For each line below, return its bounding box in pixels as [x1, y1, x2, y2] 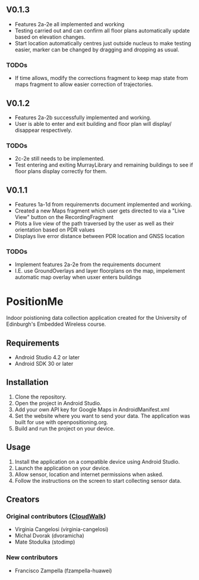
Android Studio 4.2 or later [14, 354, 80, 361]
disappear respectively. [14, 127, 72, 134]
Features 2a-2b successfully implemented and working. [14, 113, 151, 121]
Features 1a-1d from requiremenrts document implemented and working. [14, 201, 192, 208]
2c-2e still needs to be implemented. [14, 155, 105, 162]
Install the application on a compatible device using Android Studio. [14, 458, 180, 465]
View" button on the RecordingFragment [14, 214, 114, 221]
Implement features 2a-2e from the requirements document [14, 261, 161, 268]
